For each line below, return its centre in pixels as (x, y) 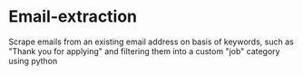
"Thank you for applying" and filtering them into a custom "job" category (144, 51)
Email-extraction (73, 17)
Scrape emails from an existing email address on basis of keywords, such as (151, 42)
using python (33, 61)
